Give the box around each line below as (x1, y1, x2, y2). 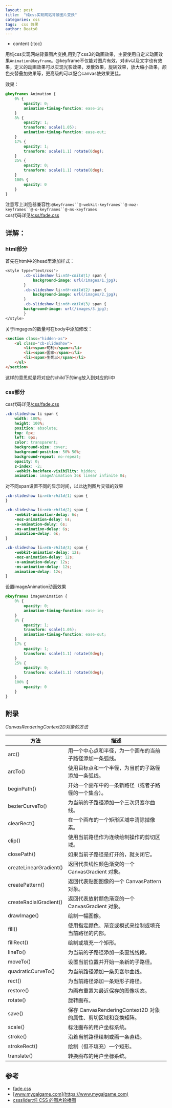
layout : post (5, 7, 33, 13)
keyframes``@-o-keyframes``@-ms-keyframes (5, 207, 97, 213)
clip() (8, 837, 21, 844)
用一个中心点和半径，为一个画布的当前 (68, 747, 160, 755)
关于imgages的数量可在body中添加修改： (5, 326, 93, 332)
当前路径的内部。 (68, 930, 109, 937)
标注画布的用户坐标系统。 (68, 1024, 130, 1031)
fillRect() (8, 939, 29, 946)
